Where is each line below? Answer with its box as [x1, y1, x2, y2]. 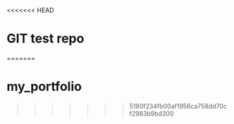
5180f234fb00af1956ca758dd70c [129, 101, 227, 110]
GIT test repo [6, 31, 85, 46]
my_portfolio [6, 79, 82, 94]
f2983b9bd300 [129, 109, 174, 118]
